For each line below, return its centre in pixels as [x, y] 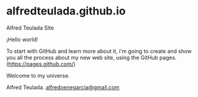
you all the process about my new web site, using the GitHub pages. [92, 57]
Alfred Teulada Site [30, 28]
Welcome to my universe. [38, 75]
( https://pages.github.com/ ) [41, 64]
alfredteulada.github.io [66, 11]
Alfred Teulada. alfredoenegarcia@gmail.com [63, 87]
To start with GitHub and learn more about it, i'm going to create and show [99, 51]
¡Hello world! [22, 39]
